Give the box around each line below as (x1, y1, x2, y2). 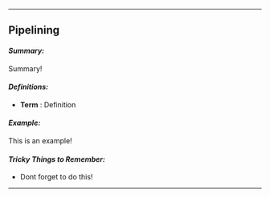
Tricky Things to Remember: (8, 154, 106, 164)
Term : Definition (19, 99, 76, 109)
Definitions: (8, 82, 49, 92)
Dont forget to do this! (19, 172, 93, 182)
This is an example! (8, 136, 72, 145)
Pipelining (8, 23, 60, 37)
